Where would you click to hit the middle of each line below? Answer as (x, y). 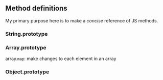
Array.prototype (26, 47)
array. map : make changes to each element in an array (61, 59)
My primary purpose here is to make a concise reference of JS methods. (82, 20)
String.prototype (27, 34)
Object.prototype (27, 72)
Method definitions (36, 8)
